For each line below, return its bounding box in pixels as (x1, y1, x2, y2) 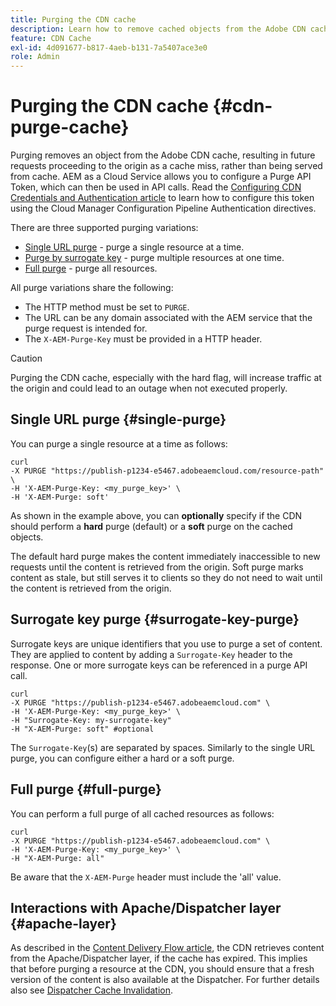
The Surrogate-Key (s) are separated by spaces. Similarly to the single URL (10, 741, 316, 753)
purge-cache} (10, 116, 130, 139)
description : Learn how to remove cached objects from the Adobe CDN (10, 24, 307, 34)
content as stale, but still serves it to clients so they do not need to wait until (10, 571, 323, 583)
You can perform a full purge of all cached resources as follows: (10, 807, 275, 820)
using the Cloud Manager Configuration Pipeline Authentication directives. (10, 202, 317, 215)
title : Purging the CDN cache (10, 14, 137, 25)
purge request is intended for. (24, 322, 148, 335)
